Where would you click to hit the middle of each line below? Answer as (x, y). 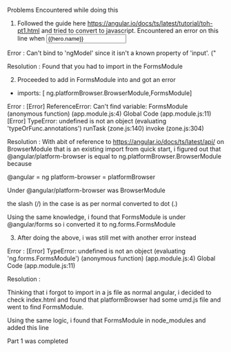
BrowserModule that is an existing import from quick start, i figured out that (114, 149)
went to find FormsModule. (46, 307)
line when (31, 38)
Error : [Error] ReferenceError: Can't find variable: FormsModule (98, 106)
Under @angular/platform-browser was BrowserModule (86, 190)
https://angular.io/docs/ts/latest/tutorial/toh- (150, 23)
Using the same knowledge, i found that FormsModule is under (97, 217)
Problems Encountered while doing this (63, 10)
